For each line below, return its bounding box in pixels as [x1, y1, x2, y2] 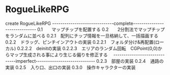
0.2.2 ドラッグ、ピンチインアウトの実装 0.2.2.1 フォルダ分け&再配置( [5, 39, 155, 45]
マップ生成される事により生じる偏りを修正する [9, 52, 108, 58]
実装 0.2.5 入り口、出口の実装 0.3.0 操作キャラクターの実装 [5, 64, 136, 70]
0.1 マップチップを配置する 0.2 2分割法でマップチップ [37, 26, 165, 32]
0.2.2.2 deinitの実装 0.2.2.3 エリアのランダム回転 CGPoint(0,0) [17, 45, 158, 51]
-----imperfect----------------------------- [5, 58, 96, 64]
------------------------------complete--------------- [52, 20, 164, 26]
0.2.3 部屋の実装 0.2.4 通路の [96, 58, 164, 64]
